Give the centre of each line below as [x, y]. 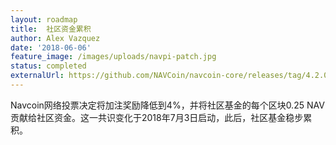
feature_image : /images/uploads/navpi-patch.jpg [113, 57]
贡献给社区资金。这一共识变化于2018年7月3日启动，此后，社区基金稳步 [157, 117]
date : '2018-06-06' [51, 47]
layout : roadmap [44, 19]
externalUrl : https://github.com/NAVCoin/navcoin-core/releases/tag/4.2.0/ [171, 76]
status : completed [48, 66]
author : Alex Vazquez [55, 38]
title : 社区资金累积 [51, 29]
